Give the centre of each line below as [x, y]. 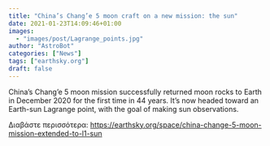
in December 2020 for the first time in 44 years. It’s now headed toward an [133, 100]
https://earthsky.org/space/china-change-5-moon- [176, 125]
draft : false [30, 69]
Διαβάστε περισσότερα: [48, 125]
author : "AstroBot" [41, 46]
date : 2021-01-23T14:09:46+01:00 [65, 24]
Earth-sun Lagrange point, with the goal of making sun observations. [124, 109]
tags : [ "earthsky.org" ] [49, 62]
